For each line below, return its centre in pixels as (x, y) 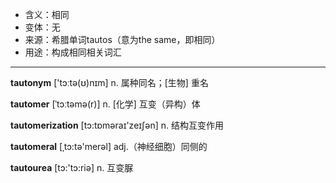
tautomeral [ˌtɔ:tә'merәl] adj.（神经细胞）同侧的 (109, 146)
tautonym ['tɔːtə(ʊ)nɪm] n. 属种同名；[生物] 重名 (109, 82)
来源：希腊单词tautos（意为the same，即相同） (122, 39)
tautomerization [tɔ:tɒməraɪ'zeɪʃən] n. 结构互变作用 (117, 125)
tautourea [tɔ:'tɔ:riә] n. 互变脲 (72, 167)
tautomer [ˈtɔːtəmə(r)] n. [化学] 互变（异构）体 (105, 104)
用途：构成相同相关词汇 (73, 52)
